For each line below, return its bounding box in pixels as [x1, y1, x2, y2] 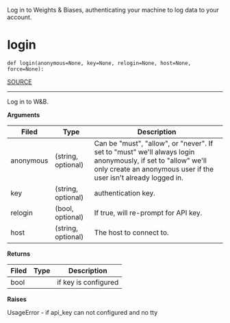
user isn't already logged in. [94, 173, 183, 182]
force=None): [7, 65, 44, 73]
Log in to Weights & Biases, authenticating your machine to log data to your [7, 6, 219, 14]
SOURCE [7, 77, 32, 86]
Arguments [7, 110, 40, 119]
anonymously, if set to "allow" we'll [94, 156, 207, 165]
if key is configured [57, 277, 119, 287]
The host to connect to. [94, 228, 169, 237]
